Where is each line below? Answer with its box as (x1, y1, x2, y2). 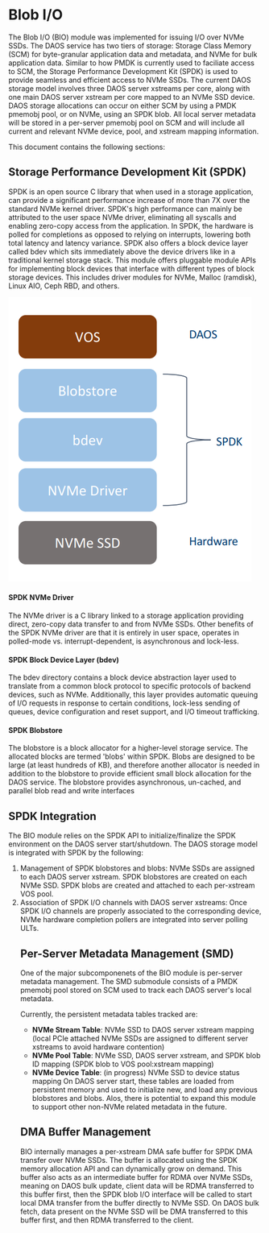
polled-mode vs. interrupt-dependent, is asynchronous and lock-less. (8, 636, 239, 646)
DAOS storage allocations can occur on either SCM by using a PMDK (8, 101, 237, 110)
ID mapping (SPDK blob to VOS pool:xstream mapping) (31, 1059, 215, 1069)
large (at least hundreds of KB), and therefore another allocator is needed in (8, 760, 260, 770)
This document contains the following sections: (8, 142, 165, 151)
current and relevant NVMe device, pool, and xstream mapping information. (8, 126, 259, 136)
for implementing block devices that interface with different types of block (8, 263, 255, 273)
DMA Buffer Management (19, 1125, 151, 1139)
